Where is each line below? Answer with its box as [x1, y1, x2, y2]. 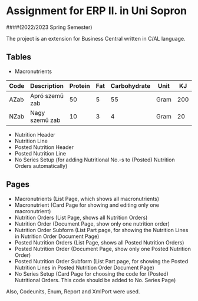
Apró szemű [30, 91, 64, 100]
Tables [6, 52, 31, 62]
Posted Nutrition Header [14, 143, 74, 151]
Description [30, 81, 64, 90]
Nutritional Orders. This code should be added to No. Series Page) [14, 276, 176, 283]
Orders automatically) [14, 162, 68, 169]
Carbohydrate [110, 81, 151, 90]
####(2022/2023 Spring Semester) [6, 24, 93, 31]
